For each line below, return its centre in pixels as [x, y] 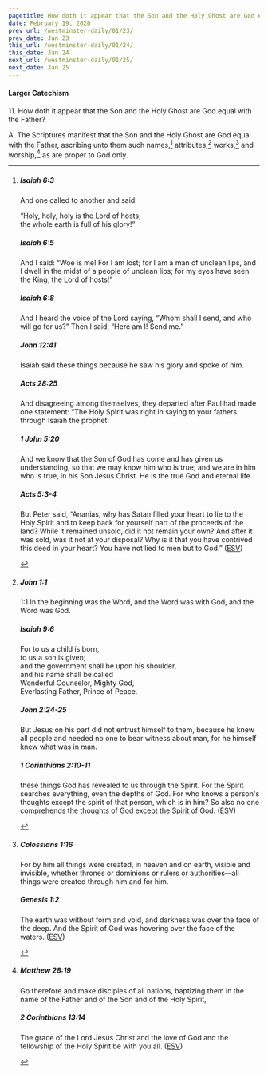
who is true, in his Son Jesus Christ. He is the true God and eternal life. [136, 476]
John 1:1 [33, 582]
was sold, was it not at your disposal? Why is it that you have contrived [136, 540]
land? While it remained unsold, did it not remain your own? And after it [136, 531]
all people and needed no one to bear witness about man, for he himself [138, 738]
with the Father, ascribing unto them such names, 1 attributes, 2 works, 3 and [131, 144]
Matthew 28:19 [45, 970]
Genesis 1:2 [39, 900]
